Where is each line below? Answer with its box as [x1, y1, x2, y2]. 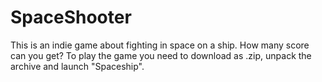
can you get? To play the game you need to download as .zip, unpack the [10, 49, 312, 61]
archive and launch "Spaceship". [10, 60, 145, 72]
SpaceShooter [10, 6, 132, 29]
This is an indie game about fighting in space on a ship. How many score [10, 39, 310, 51]
